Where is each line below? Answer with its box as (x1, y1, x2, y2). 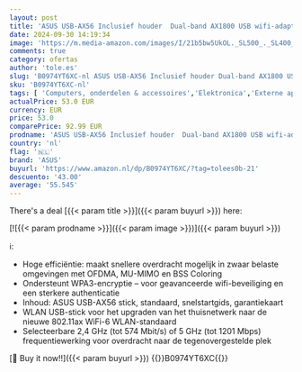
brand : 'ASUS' (9, 155, 63, 165)
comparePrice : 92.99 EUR (9, 122, 102, 132)
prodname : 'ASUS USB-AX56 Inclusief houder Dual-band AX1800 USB (9, 131, 263, 140)
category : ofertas (9, 55, 78, 64)
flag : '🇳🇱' (9, 147, 54, 156)
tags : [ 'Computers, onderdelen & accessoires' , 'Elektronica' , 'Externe (9, 88, 283, 97)
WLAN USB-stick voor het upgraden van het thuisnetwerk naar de (22, 307, 268, 318)
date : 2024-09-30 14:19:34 (9, 30, 111, 39)
